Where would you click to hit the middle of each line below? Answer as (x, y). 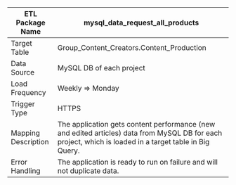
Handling (26, 171)
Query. (68, 151)
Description (30, 142)
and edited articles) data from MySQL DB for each (140, 133)
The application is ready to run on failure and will (137, 162)
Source (23, 72)
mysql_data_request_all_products (141, 23)
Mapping (26, 133)
